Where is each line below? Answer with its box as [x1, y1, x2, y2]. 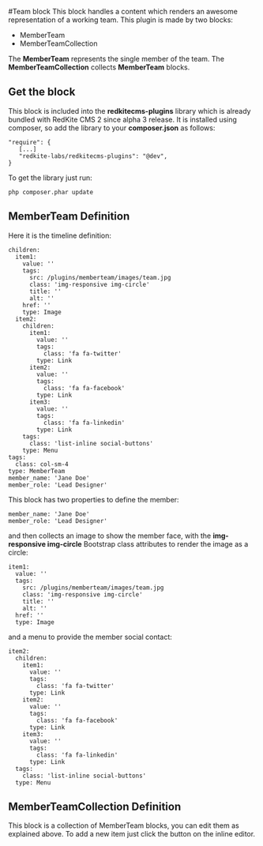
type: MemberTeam [8, 467, 66, 475]
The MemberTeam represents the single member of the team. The [8, 55, 225, 63]
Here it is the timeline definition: [8, 231, 112, 240]
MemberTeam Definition [8, 209, 130, 224]
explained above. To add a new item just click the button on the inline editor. [8, 829, 255, 839]
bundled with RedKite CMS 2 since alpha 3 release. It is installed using [8, 115, 237, 124]
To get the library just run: [8, 173, 92, 182]
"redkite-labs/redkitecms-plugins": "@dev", [18, 152, 168, 160]
